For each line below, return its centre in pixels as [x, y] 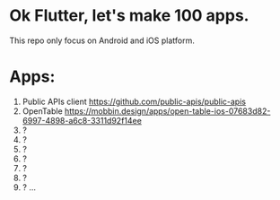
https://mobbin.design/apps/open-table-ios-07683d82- [167, 111]
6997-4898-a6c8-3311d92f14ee [82, 120]
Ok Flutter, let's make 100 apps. [129, 16]
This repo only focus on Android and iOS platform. [102, 40]
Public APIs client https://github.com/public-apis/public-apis [134, 101]
